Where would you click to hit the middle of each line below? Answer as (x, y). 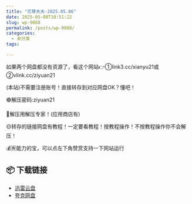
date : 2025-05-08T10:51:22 (39, 17)
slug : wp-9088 (23, 22)
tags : (13, 45)
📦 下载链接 (27, 170)
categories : (21, 33)
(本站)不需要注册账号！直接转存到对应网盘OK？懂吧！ (71, 87)
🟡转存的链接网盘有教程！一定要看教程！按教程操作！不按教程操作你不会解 (96, 126)
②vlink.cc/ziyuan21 (31, 75)
